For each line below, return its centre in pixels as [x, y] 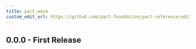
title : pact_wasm [27, 11]
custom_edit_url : [27, 17]
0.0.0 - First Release [44, 40]
